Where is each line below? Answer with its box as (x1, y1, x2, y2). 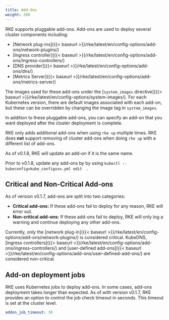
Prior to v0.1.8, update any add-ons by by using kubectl (5, 160, 121, 166)
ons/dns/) (12, 68, 33, 74)
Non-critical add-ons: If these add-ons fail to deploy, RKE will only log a (12, 214, 163, 220)
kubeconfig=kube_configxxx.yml (5, 166, 71, 171)
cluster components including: (5, 31, 69, 37)
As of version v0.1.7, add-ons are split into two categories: (5, 193, 126, 200)
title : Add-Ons (5, 7, 37, 13)
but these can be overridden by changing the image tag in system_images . (5, 105, 158, 111)
